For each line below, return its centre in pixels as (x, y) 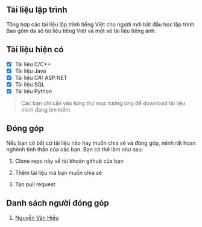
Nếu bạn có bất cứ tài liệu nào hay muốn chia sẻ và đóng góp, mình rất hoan (101, 143)
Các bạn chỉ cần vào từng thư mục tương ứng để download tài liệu (103, 103)
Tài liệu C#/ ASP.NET (41, 77)
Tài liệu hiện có (35, 50)
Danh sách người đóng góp (58, 203)
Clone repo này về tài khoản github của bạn (69, 161)
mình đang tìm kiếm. (46, 109)
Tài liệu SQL (30, 84)
